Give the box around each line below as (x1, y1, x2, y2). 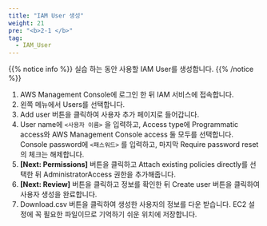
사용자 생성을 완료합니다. (19, 189, 98, 200)
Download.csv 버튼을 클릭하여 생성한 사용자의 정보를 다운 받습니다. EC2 (19, 200, 247, 209)
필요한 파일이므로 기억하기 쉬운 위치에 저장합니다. (43, 209, 197, 220)
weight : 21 (8, 19, 45, 27)
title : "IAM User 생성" (8, 11, 84, 20)
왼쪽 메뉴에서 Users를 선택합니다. (19, 100, 126, 109)
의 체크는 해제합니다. (19, 149, 85, 160)
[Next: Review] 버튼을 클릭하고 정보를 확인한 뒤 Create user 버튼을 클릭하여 (19, 180, 260, 189)
